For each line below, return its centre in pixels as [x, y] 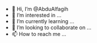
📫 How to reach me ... [39, 34]
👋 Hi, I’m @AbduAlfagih [40, 9]
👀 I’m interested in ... [36, 15]
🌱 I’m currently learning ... [43, 21]
